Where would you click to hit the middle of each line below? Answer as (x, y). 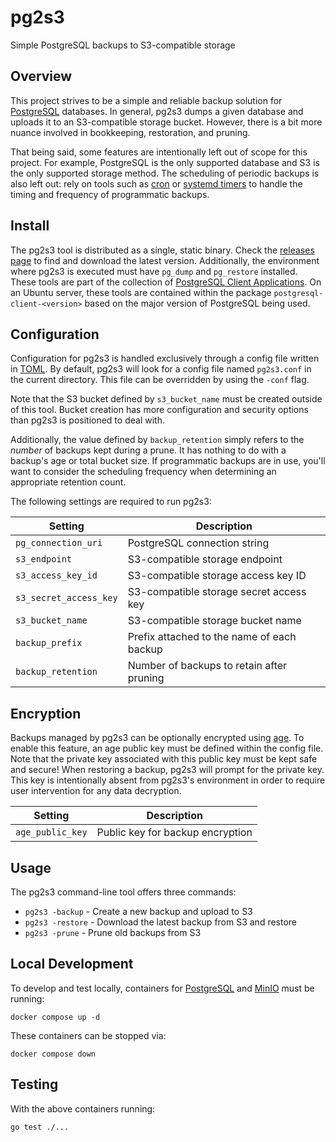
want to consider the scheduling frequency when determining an (143, 472)
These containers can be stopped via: (88, 1035)
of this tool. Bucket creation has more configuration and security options (159, 410)
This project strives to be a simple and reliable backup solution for (146, 100)
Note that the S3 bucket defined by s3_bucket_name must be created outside (166, 399)
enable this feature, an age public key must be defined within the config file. (167, 748)
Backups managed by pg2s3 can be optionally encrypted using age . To (157, 738)
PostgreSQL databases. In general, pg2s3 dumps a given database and (157, 111)
